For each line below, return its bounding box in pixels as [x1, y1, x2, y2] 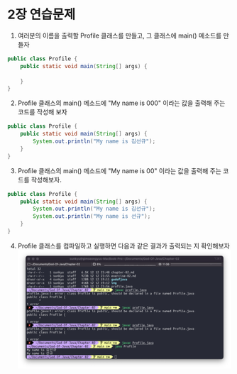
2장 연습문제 [7, 6, 76, 23]
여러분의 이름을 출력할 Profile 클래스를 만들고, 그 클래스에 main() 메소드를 [17, 31, 222, 40]
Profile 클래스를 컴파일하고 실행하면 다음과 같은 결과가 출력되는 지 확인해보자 [17, 241, 231, 250]
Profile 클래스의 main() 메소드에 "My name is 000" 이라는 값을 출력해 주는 [17, 99, 226, 107]
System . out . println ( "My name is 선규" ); [33, 213, 151, 220]
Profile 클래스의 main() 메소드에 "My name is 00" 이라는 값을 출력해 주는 [17, 166, 222, 175]
